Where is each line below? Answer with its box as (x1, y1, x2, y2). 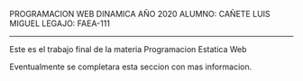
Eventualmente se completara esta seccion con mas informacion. (9, 61, 252, 72)
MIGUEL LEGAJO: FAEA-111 (9, 18, 111, 29)
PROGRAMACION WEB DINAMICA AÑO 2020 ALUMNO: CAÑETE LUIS (9, 9, 271, 19)
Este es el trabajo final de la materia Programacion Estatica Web (9, 44, 247, 54)
